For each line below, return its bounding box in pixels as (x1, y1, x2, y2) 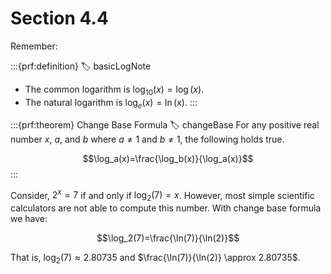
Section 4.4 (10, 7, 109, 30)
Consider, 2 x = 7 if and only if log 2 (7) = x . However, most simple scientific (10, 187, 315, 203)
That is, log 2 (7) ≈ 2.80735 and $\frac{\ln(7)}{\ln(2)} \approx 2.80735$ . (10, 251, 301, 266)
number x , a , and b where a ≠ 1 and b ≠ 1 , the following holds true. (10, 133, 285, 145)
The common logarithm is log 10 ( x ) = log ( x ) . (24, 83, 205, 97)
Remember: (10, 40, 58, 52)
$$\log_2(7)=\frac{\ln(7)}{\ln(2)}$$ (96, 232, 240, 244)
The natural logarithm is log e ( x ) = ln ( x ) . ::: (24, 96, 198, 111)
